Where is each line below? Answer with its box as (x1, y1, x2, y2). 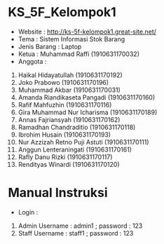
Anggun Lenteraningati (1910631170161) (18, 145, 132, 154)
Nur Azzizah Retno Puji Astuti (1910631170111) (18, 137, 149, 146)
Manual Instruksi (8, 185, 108, 201)
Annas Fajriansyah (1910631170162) (18, 115, 121, 123)
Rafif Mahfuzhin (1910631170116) (18, 100, 112, 109)
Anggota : (18, 57, 47, 65)
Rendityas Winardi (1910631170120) (18, 160, 120, 168)
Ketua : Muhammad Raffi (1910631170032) (18, 50, 139, 58)
